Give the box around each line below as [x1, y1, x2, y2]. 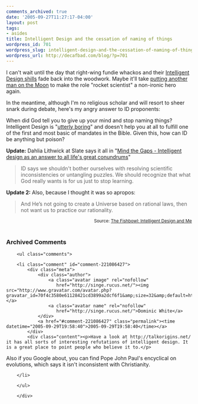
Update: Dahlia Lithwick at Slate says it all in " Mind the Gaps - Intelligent [6, 147, 182, 154]
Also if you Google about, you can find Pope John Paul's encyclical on [6, 354, 177, 361]
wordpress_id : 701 [6, 42, 51, 48]
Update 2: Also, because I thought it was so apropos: [6, 188, 136, 196]
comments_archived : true [6, 8, 67, 15]
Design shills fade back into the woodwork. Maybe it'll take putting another [6, 75, 188, 82]
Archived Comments [6, 237, 67, 246]
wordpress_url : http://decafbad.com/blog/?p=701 [6, 53, 128, 58]
